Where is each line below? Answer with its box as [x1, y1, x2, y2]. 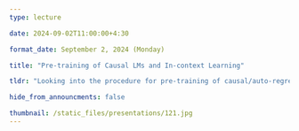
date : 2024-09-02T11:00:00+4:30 [9, 28, 129, 38]
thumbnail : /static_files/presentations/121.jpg [9, 109, 193, 118]
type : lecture [9, 12, 62, 22]
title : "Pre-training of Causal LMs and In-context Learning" [9, 61, 245, 70]
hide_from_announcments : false [9, 93, 125, 102]
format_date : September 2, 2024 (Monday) [9, 45, 166, 54]
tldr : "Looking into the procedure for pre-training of [9, 77, 221, 86]
